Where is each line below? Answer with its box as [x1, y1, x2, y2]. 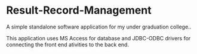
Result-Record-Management [6, 4, 152, 17]
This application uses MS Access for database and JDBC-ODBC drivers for [6, 34, 191, 42]
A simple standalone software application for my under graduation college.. [6, 23, 192, 30]
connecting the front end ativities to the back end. [6, 41, 130, 48]
